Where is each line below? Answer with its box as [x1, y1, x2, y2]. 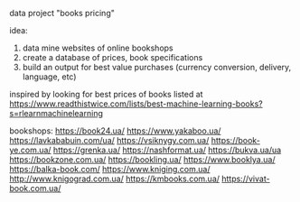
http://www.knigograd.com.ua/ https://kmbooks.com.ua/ [9, 173, 220, 184]
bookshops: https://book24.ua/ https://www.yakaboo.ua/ [9, 125, 221, 136]
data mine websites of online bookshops [22, 42, 173, 53]
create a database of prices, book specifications [22, 52, 203, 62]
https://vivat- [220, 173, 270, 184]
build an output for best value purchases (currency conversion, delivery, [22, 62, 292, 72]
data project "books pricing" [9, 8, 115, 18]
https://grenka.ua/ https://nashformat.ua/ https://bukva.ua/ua [52, 144, 282, 155]
